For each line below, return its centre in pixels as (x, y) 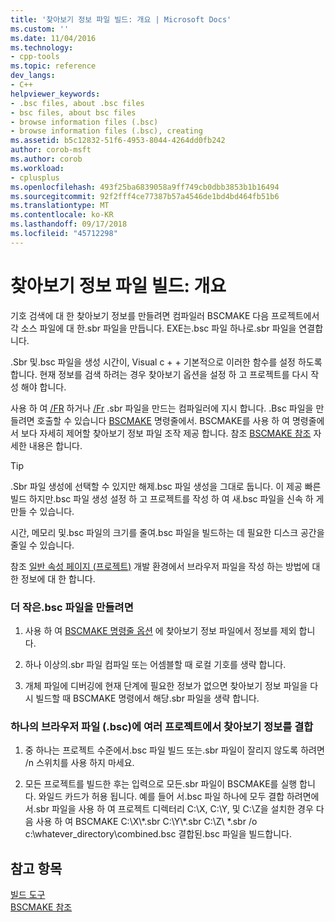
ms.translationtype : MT (60, 206)
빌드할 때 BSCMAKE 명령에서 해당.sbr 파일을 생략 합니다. (147, 698)
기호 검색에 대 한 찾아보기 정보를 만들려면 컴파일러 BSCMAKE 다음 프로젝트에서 (165, 315)
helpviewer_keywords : (55, 94)
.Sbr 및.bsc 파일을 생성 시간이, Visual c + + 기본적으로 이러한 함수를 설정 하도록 (166, 362)
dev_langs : (33, 76)
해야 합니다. (43, 387)
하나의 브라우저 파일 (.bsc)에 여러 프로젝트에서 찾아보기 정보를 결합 (162, 726)
